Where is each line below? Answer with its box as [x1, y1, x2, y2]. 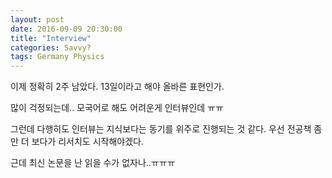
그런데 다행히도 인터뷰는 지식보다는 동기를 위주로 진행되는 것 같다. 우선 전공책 [10, 123, 312, 135]
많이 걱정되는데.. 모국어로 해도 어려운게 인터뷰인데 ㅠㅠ [10, 102, 224, 114]
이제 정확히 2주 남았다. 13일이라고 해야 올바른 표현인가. [10, 81, 225, 93]
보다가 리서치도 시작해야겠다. [31, 136, 144, 148]
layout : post [10, 14, 65, 25]
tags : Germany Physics [10, 52, 105, 62]
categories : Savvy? [10, 42, 92, 53]
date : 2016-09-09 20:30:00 [10, 24, 123, 34]
